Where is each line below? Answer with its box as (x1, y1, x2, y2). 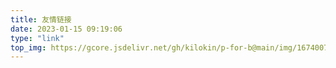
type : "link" (10, 33, 65, 43)
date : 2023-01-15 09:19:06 (10, 24, 123, 34)
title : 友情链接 (10, 14, 72, 25)
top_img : (10, 42, 47, 53)
